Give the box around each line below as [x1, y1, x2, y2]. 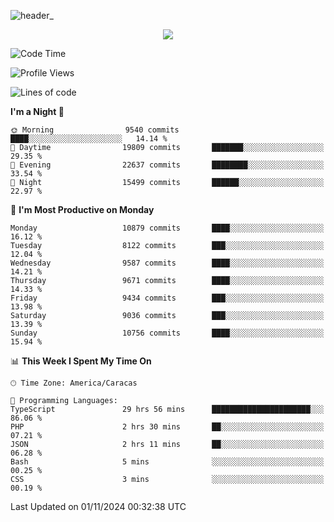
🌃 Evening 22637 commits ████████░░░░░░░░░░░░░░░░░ [10, 160, 325, 170]
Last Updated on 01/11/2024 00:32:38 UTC [10, 501, 187, 512]
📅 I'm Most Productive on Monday [10, 204, 155, 215]
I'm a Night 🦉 [10, 106, 65, 117]
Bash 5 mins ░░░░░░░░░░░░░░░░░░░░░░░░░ [10, 457, 325, 467]
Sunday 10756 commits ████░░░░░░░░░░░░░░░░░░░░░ [10, 328, 325, 338]
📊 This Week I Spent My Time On [10, 355, 152, 367]
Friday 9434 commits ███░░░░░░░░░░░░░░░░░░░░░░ [10, 293, 325, 303]
